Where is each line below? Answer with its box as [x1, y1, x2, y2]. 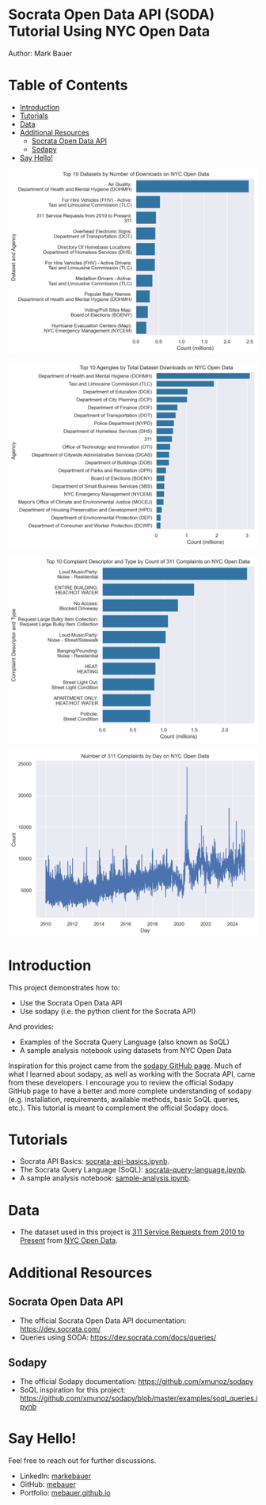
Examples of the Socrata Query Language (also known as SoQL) [19, 1037, 230, 1047]
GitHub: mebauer [19, 1480, 77, 1489]
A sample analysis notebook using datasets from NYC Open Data [19, 1045, 232, 1055]
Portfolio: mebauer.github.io [19, 1488, 111, 1498]
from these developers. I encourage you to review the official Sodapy [8, 1077, 234, 1087]
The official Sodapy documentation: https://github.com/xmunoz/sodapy [19, 1377, 254, 1386]
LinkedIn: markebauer [19, 1471, 91, 1481]
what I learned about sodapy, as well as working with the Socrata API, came [8, 1069, 256, 1078]
